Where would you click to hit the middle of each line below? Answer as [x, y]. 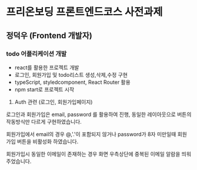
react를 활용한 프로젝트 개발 [47, 67]
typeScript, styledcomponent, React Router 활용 [72, 82]
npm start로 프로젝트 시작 [44, 89]
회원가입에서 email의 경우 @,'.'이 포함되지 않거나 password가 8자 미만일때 [91, 134]
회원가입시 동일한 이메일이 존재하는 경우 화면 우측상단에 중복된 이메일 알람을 [93, 154]
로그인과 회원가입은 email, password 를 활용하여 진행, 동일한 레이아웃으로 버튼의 [99, 114]
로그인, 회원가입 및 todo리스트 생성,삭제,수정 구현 [71, 74]
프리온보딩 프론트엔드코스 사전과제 [84, 12]
